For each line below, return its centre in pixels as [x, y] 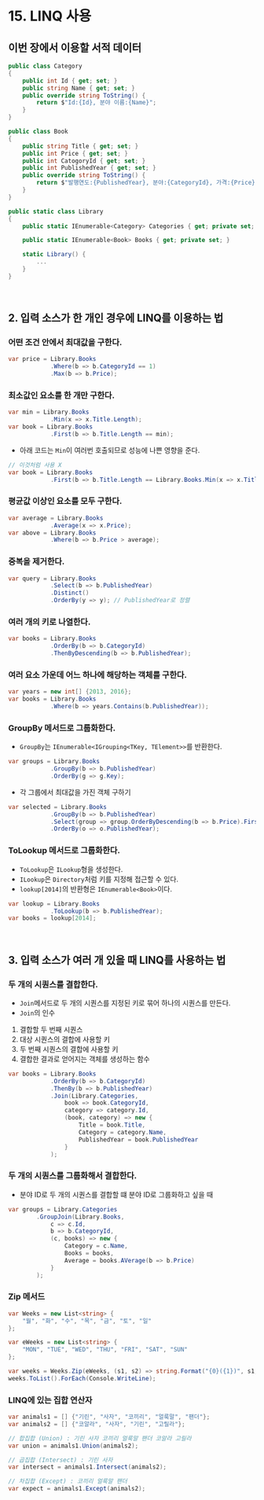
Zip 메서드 [27, 1296]
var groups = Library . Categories [63, 1209]
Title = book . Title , [112, 1125]
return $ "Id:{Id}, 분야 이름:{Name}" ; [97, 103]
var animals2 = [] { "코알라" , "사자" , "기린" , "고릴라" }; [97, 1424]
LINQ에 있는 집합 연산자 [50, 1400]
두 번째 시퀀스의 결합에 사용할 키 [69, 1049]
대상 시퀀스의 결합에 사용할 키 [64, 1039]
